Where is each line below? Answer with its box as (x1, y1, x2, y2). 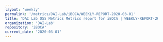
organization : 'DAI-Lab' (5, 20, 55, 26)
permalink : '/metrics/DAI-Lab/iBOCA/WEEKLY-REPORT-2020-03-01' (5, 12, 136, 16)
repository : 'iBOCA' (5, 25, 47, 30)
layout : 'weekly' (5, 7, 40, 12)
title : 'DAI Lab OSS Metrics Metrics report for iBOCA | (5, 16, 123, 21)
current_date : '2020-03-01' (5, 29, 62, 34)
